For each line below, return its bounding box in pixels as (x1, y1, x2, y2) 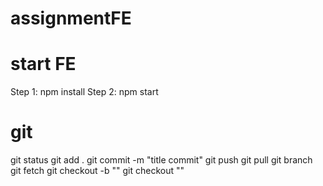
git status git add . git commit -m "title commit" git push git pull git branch (10, 154, 313, 166)
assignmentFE (10, 7, 132, 30)
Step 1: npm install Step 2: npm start (10, 86, 159, 98)
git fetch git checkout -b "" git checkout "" (10, 165, 185, 177)
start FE (10, 53, 77, 76)
